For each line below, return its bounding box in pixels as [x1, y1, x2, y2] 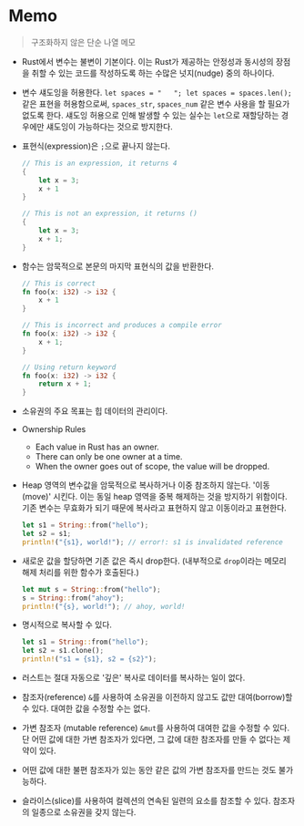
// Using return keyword [21, 362, 117, 372]
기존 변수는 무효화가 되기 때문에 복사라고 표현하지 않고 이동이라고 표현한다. [21, 502, 288, 513]
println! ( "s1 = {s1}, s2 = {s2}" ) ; [21, 655, 157, 664]
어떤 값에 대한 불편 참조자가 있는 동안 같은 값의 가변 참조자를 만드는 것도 [21, 765, 277, 776]
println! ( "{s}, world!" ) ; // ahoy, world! [21, 602, 186, 611]
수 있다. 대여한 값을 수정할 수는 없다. [21, 703, 151, 714]
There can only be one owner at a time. [35, 451, 183, 462]
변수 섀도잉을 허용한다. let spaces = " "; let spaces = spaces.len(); [21, 87, 292, 98]
